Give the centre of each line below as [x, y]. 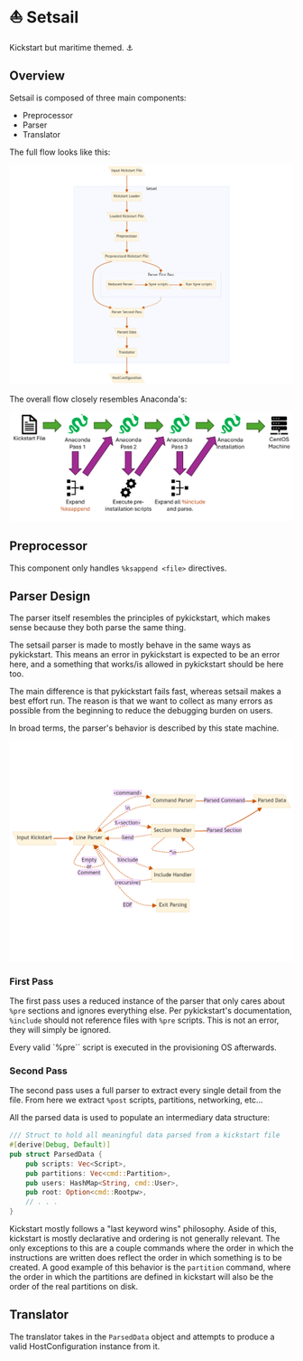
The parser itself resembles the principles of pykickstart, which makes [140, 618]
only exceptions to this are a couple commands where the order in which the [151, 1248]
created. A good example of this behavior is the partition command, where [150, 1267]
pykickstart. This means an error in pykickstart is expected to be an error [145, 655]
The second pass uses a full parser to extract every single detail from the [145, 1091]
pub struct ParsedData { [56, 1154]
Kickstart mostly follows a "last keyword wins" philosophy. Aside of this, [143, 1229]
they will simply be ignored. [60, 1029]
